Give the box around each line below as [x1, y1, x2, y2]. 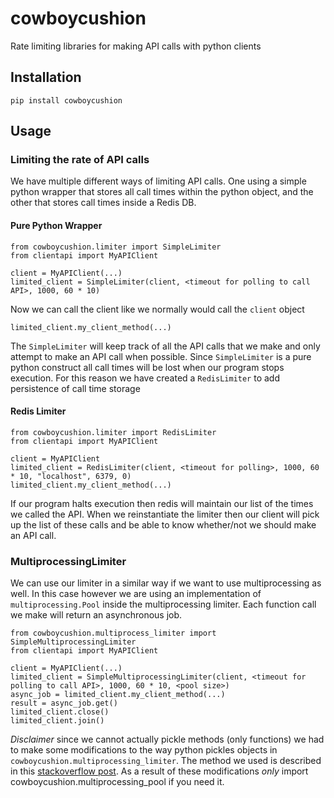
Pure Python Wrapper [10, 220, 103, 232]
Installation [10, 69, 82, 86]
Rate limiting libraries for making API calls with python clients [10, 40, 262, 52]
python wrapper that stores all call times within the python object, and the [10, 186, 314, 198]
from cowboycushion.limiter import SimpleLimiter [10, 242, 222, 252]
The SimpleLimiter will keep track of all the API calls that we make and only [10, 340, 321, 352]
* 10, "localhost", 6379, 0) [10, 471, 132, 481]
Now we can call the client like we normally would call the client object [10, 303, 305, 315]
